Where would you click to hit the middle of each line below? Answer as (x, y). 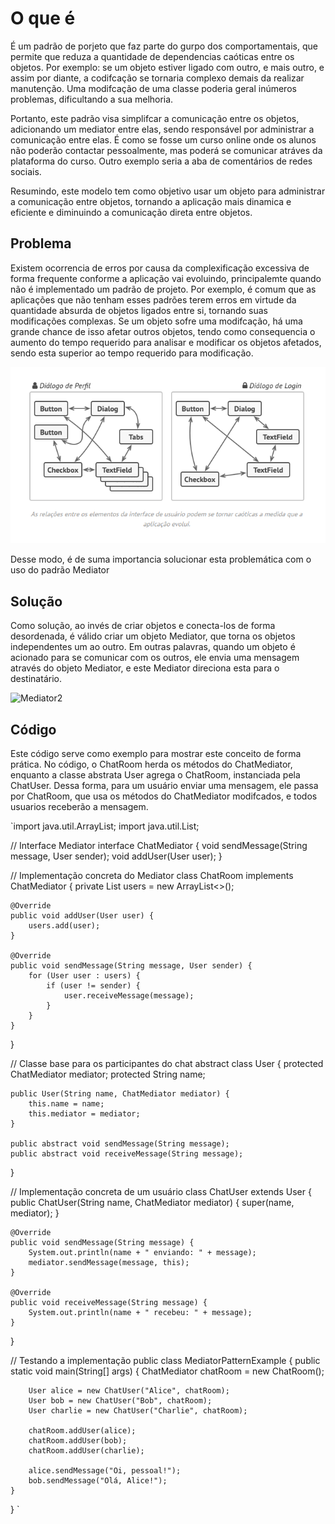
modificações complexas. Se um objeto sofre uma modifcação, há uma (156, 321)
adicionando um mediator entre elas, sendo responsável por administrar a (162, 129)
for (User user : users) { (84, 975)
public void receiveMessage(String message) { (109, 1302)
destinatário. (36, 679)
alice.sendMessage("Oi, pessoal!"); (105, 1470)
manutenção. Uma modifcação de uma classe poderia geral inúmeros (153, 88)
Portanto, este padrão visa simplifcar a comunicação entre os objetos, (155, 118)
